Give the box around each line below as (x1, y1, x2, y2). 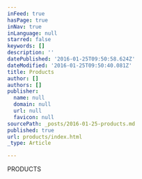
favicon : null (13, 114, 54, 120)
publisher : (7, 88, 39, 95)
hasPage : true (7, 17, 49, 24)
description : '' (7, 49, 54, 56)
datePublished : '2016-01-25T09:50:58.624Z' (7, 56, 136, 63)
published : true (7, 127, 54, 134)
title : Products (7, 68, 54, 75)
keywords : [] (7, 42, 45, 49)
